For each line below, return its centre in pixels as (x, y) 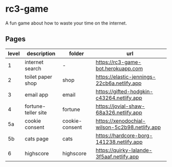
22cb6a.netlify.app (119, 83)
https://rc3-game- (119, 62)
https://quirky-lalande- (124, 150)
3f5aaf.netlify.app (117, 156)
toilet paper (39, 77)
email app (37, 94)
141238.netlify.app (119, 142)
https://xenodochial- (121, 121)
